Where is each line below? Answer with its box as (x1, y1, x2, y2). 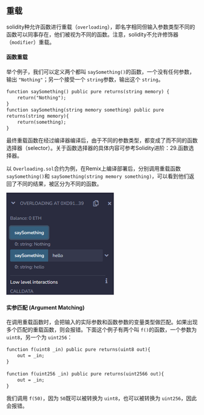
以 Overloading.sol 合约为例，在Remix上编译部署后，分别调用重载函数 (6, 165, 181, 172)
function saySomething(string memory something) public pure (6, 107, 165, 113)
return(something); (17, 119, 67, 126)
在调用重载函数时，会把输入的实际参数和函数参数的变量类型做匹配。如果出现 (6, 319, 198, 326)
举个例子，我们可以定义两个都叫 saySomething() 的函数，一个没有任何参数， (6, 68, 195, 76)
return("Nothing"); (17, 95, 67, 101)
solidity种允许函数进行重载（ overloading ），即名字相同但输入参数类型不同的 (6, 23, 195, 30)
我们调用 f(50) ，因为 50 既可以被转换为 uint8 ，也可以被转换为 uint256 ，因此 (6, 395, 197, 402)
